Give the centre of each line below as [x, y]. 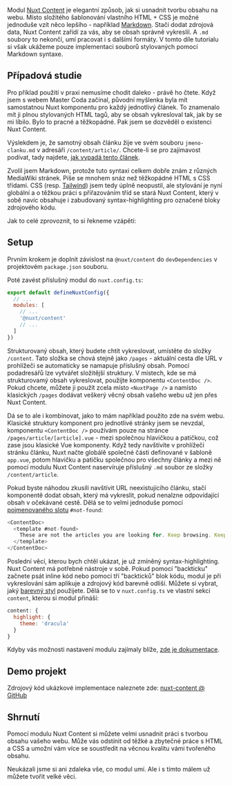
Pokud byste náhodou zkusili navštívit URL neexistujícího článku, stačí [107, 487]
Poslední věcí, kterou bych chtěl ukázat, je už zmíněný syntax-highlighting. [113, 561]
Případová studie [45, 76]
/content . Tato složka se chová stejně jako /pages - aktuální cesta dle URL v [115, 358]
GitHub [17, 695]
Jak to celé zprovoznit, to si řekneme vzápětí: [72, 221]
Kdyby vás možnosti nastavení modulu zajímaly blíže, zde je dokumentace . [113, 650]
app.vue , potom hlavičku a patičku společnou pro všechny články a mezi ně [114, 460]
